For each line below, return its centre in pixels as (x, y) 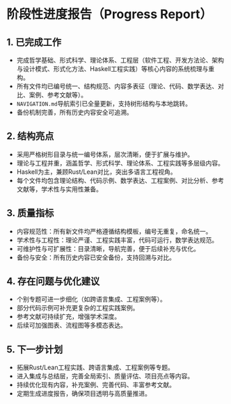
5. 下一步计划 (35, 349)
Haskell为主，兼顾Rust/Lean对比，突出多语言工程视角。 (96, 172)
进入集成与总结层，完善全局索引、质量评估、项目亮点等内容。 (105, 376)
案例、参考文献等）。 (58, 95)
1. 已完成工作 (34, 42)
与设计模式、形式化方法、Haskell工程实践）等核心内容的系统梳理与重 (115, 69)
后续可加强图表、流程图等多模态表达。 (71, 325)
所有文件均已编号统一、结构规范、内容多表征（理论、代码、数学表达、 (117, 86)
